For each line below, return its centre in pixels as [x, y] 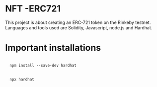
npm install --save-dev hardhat [43, 65]
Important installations [53, 48]
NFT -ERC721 [33, 9]
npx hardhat [22, 79]
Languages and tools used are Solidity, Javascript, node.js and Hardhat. [79, 27]
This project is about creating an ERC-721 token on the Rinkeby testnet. [78, 22]
